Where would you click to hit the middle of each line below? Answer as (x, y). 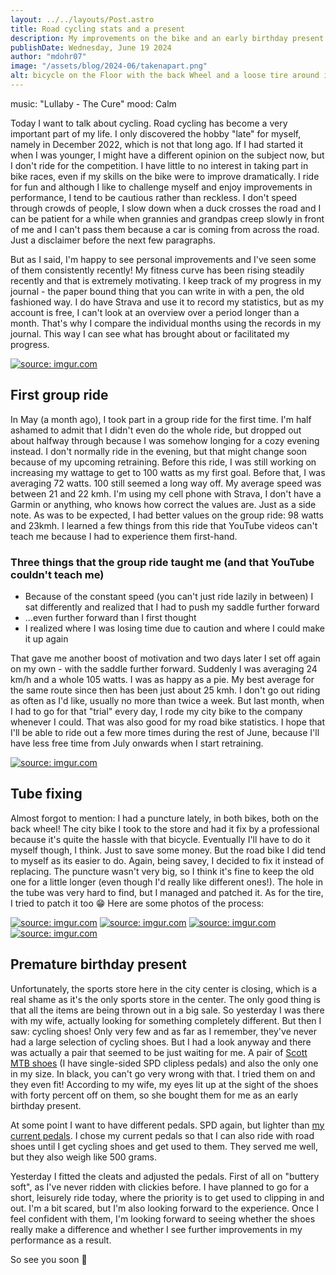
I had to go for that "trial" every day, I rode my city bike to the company (156, 711)
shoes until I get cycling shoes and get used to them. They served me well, (164, 1146)
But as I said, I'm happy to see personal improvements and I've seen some (163, 259)
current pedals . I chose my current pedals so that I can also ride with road (162, 1135)
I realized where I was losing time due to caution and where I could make (174, 628)
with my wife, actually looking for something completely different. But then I (166, 1020)
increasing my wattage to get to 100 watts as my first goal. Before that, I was (168, 472)
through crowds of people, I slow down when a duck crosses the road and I (166, 208)
